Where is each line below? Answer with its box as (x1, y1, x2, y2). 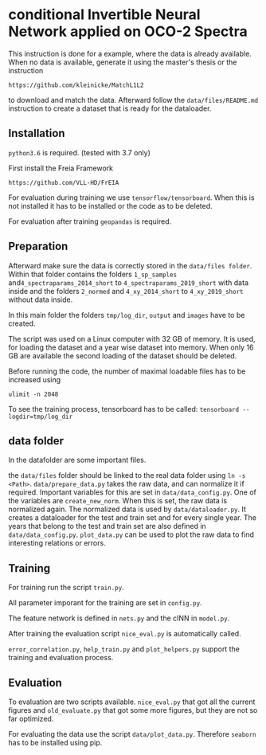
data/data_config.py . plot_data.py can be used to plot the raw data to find (8, 530, 255, 539)
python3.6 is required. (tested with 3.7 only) (8, 147, 151, 157)
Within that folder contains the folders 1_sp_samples (8, 269, 178, 279)
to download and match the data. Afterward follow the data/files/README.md (8, 95, 259, 104)
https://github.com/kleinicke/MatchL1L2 (8, 81, 145, 89)
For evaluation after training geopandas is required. (8, 217, 172, 226)
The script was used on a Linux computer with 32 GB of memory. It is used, (8, 334, 256, 343)
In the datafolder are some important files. (8, 456, 147, 465)
